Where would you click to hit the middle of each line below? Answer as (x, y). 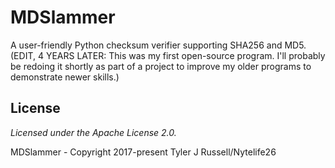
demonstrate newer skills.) (65, 77)
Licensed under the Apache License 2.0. (93, 132)
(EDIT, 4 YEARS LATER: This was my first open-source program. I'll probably (168, 55)
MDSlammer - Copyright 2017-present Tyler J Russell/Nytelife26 (143, 152)
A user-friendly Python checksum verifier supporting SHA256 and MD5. (158, 45)
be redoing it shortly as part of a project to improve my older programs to (161, 66)
